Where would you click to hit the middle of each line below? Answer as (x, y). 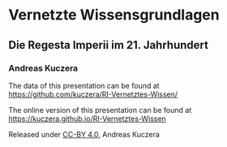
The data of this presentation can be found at (84, 85)
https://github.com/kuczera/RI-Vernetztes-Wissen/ (93, 94)
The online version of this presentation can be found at (100, 110)
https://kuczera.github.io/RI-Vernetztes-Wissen (87, 119)
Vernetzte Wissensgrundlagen (114, 15)
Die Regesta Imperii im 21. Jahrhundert (109, 45)
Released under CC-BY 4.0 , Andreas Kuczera (84, 134)
